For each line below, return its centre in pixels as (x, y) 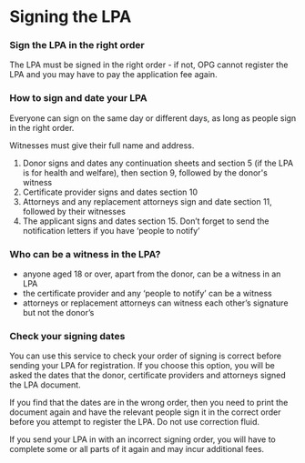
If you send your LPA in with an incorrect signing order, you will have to (142, 439)
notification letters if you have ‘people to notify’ (111, 230)
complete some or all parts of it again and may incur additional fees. (137, 449)
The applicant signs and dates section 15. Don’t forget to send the (146, 221)
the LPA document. (45, 385)
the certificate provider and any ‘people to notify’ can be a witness (147, 294)
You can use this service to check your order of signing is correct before (146, 356)
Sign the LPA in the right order (77, 45)
